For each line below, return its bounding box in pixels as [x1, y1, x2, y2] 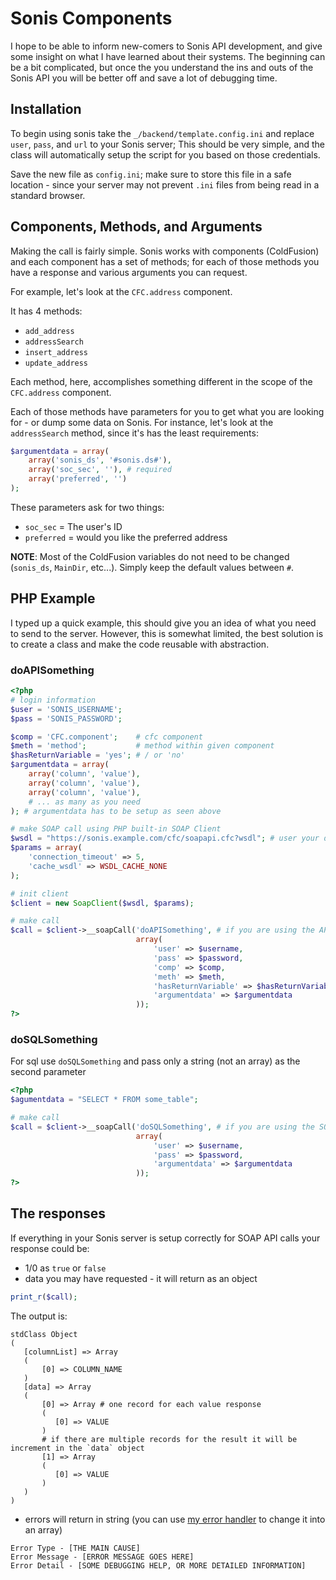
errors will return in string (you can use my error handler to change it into [24, 1513, 326, 1525]
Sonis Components [10, 7, 173, 30]
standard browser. [10, 189, 86, 201]
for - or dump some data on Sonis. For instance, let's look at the [10, 416, 274, 428]
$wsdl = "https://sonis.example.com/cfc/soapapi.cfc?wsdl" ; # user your [10, 833, 320, 844]
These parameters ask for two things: [10, 501, 165, 513]
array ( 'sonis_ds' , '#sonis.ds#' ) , [28, 455, 172, 466]
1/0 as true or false [24, 1262, 107, 1274]
